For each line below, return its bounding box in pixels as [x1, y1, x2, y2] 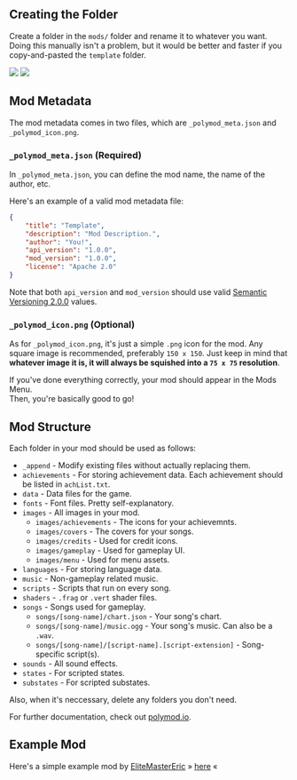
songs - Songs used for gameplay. [21, 601, 146, 612]
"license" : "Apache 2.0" [25, 262, 117, 272]
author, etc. [9, 178, 51, 189]
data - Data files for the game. [21, 489, 132, 499]
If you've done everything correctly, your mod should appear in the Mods [9, 375, 277, 386]
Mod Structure [9, 419, 91, 434]
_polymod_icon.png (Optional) [9, 318, 136, 330]
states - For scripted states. [21, 668, 126, 679]
